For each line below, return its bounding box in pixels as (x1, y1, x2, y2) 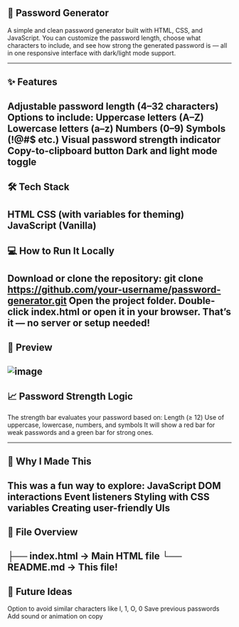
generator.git (7, 295, 68, 307)
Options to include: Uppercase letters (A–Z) (7, 111, 204, 123)
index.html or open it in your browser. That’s (31, 306, 231, 318)
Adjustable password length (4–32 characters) (7, 100, 219, 112)
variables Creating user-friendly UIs (7, 502, 171, 514)
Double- (178, 295, 216, 307)
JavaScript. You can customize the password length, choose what (7, 33, 201, 42)
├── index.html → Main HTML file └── (7, 550, 183, 562)
